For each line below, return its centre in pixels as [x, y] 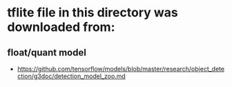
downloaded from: [61, 27]
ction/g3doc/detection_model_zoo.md [71, 76]
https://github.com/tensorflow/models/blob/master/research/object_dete [121, 69]
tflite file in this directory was [93, 13]
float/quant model [47, 52]
